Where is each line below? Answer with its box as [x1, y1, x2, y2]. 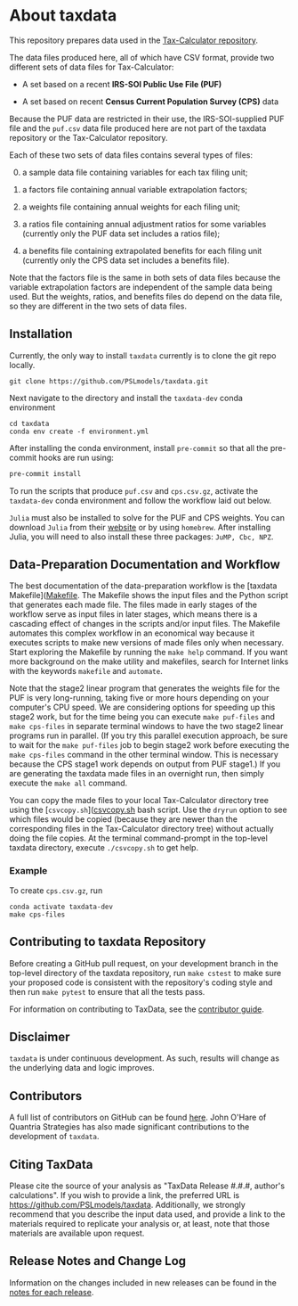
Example [9, 865, 48, 877]
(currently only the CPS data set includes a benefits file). [21, 255, 230, 266]
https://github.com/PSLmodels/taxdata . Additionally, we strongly [9, 1199, 246, 1210]
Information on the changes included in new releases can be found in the [9, 1277, 278, 1288]
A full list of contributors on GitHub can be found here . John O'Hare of [9, 1112, 267, 1123]
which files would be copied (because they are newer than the [9, 814, 238, 825]
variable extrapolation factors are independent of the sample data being [9, 282, 273, 292]
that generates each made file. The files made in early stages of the [9, 599, 258, 611]
